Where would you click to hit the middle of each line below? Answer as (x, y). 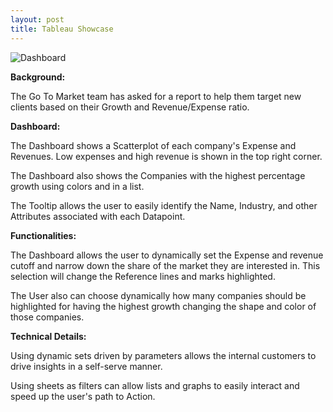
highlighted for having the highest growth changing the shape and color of (163, 306)
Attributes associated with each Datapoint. (98, 216)
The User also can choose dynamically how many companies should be (158, 295)
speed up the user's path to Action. (83, 396)
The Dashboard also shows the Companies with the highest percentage (158, 175)
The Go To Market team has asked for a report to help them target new (156, 96)
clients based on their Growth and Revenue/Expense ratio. (130, 107)
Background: (38, 77)
